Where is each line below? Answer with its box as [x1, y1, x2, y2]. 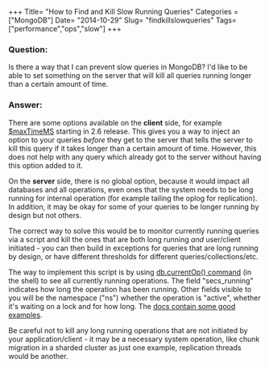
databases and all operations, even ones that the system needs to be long [8, 184, 254, 194]
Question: [8, 43, 48, 55]
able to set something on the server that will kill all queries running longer [8, 71, 252, 80]
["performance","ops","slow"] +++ [8, 24, 122, 33]
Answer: [8, 100, 43, 111]
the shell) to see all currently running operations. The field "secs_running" [8, 275, 254, 285]
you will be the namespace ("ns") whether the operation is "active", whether [8, 293, 261, 303]
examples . [8, 310, 43, 320]
